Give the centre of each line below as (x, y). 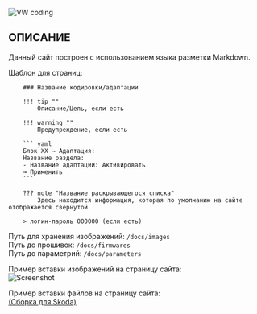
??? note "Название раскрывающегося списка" (99, 193)
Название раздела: (54, 158)
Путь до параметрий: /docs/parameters (75, 253)
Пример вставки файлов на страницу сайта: (85, 293)
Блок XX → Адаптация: (59, 151)
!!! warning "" (48, 122)
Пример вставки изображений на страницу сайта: (95, 269)
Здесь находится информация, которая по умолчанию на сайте (140, 200)
